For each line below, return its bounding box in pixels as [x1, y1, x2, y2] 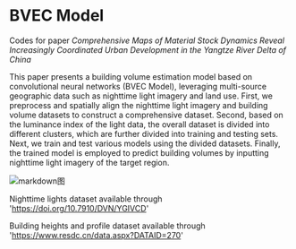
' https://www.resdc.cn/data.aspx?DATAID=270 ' [9, 229, 183, 240]
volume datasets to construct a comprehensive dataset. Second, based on [9, 109, 283, 120]
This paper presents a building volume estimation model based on [9, 71, 253, 82]
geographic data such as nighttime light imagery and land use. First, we [9, 90, 273, 101]
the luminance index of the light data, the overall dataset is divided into [9, 118, 270, 130]
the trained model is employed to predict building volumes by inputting [9, 147, 270, 158]
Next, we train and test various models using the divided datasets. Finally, [9, 138, 281, 149]
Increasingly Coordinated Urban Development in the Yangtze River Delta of [9, 44, 287, 55]
